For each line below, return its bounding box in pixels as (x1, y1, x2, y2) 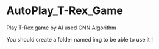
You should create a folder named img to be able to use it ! (6, 36, 154, 43)
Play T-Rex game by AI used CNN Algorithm (6, 24, 117, 31)
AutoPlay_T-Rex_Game (6, 4, 123, 18)
